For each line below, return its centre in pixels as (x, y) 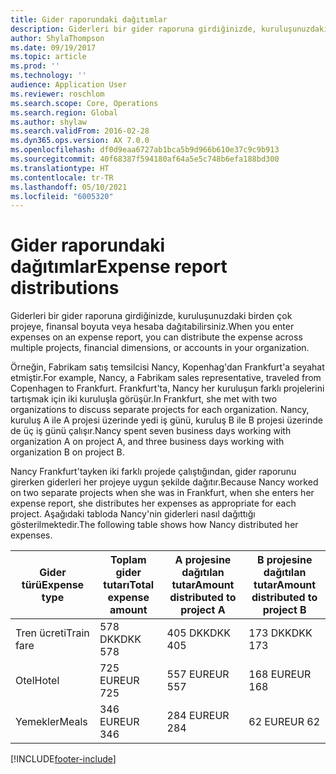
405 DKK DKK (199, 633)
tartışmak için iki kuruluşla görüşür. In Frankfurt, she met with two (144, 399)
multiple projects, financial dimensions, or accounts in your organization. (160, 348)
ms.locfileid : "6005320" (62, 196)
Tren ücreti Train (52, 633)
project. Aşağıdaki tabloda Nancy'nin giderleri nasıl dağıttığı (133, 514)
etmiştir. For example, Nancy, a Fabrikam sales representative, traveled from (166, 378)
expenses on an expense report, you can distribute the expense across (156, 337)
